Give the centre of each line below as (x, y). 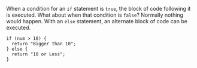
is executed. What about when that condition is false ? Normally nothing (95, 15)
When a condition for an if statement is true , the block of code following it (99, 9)
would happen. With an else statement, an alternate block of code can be (97, 21)
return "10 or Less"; (39, 54)
